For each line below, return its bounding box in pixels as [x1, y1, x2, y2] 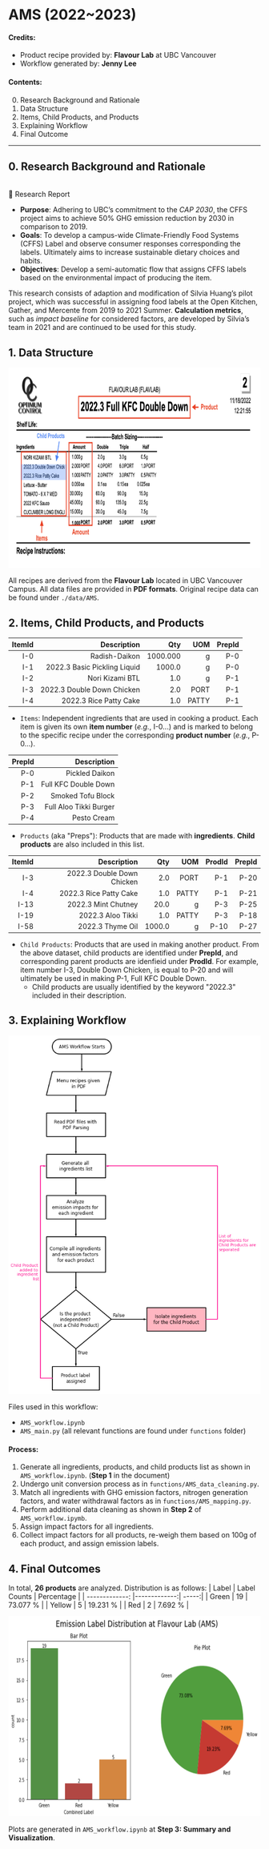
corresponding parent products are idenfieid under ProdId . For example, [19, 956, 259, 966]
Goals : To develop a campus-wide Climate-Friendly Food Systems [19, 231, 239, 240]
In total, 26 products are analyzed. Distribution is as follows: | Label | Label [8, 1583, 256, 1593]
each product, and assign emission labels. [19, 1539, 159, 1549]
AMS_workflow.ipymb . [19, 1513, 87, 1523]
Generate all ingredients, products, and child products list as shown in [19, 1462, 251, 1472]
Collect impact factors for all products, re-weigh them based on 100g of [19, 1530, 257, 1540]
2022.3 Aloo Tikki [78, 910, 139, 920]
